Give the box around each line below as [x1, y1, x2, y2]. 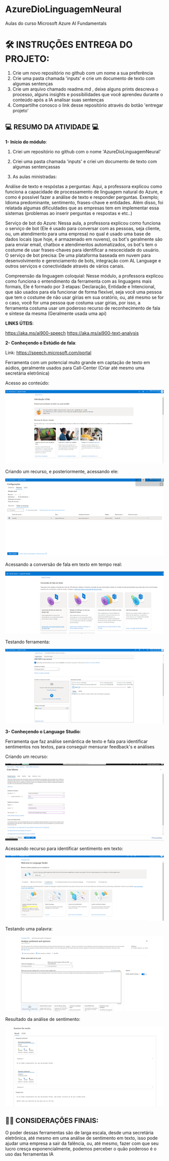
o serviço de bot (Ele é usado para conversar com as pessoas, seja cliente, [5, 225, 161, 231]
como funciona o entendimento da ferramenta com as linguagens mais [5, 278, 152, 284]
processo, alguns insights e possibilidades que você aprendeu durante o [12, 91, 163, 97]
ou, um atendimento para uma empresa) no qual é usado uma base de [5, 231, 151, 237]
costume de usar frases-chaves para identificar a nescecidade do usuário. [5, 247, 160, 253]
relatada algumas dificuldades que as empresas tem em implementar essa [5, 205, 159, 211]
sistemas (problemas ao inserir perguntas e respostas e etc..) [5, 210, 132, 216]
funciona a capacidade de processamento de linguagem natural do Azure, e [5, 189, 163, 195]
